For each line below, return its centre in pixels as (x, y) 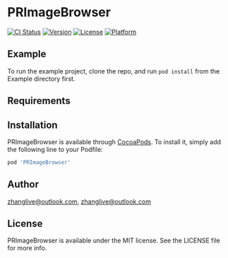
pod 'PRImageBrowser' (39, 162)
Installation (32, 125)
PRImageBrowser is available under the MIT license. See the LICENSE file (114, 240)
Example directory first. (41, 78)
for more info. (27, 248)
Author (23, 184)
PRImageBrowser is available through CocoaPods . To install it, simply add (114, 141)
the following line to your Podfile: (55, 149)
